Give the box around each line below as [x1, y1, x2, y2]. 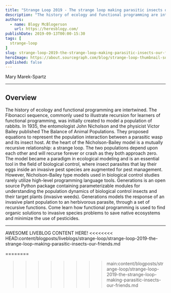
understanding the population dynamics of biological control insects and [5, 188, 157, 194]
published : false [5, 60, 42, 65]
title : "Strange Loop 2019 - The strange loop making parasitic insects [5, 7, 163, 13]
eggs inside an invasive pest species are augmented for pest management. [5, 166, 163, 173]
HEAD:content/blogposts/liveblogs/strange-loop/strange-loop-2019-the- [5, 235, 158, 241]
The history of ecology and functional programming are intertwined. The [5, 107, 157, 113]
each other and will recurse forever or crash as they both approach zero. [5, 150, 158, 156]
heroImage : [5, 55, 28, 60]
